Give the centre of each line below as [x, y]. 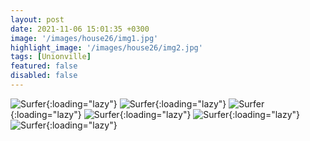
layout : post [37, 19]
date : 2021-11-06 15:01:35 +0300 [80, 29]
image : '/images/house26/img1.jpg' [84, 38]
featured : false [44, 66]
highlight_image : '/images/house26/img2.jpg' [106, 47]
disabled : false [44, 76]
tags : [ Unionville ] [51, 57]
